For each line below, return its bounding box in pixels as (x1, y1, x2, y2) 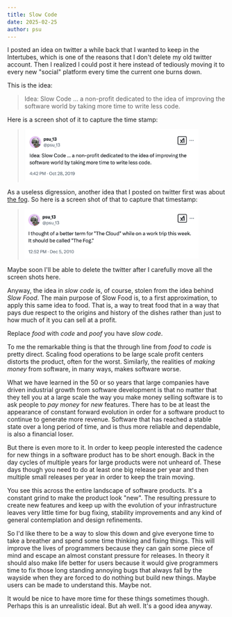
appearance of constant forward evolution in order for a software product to (7, 407, 225, 416)
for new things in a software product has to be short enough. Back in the (7, 450, 215, 459)
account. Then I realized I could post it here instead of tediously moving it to (7, 60, 225, 69)
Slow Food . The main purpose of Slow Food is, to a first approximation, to (7, 294, 217, 302)
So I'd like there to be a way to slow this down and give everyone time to (7, 529, 215, 537)
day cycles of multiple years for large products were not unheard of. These (7, 458, 222, 466)
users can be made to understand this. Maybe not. (7, 580, 151, 589)
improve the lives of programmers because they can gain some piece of (7, 543, 213, 552)
